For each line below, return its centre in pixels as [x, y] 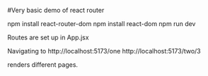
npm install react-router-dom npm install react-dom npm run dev [102, 24]
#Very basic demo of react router [56, 10]
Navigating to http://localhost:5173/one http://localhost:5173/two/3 [104, 51]
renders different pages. [43, 65]
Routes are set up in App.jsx [48, 37]
